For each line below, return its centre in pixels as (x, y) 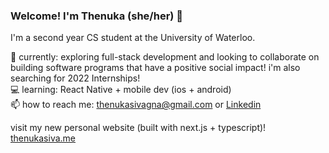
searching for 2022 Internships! (75, 78)
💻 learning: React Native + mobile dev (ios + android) (121, 90)
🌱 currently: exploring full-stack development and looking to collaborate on (165, 57)
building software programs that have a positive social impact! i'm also (155, 68)
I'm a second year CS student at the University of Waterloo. (133, 38)
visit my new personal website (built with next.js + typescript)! (138, 128)
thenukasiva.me (43, 138)
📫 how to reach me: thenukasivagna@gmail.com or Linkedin (136, 105)
